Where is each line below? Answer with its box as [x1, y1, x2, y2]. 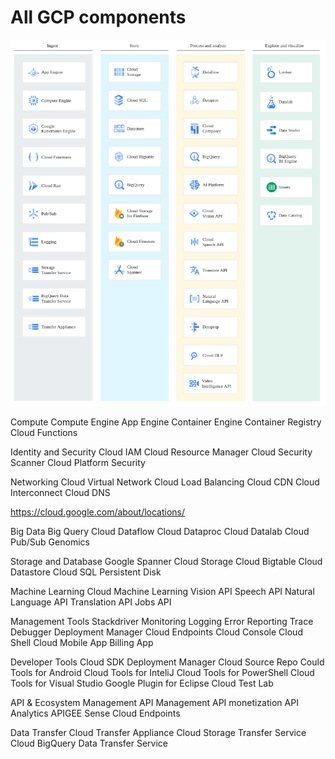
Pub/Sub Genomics [10, 536, 90, 548]
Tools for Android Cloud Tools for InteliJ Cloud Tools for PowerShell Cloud [10, 666, 315, 678]
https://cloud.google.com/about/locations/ [10, 506, 186, 518]
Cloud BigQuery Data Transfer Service [10, 737, 169, 749]
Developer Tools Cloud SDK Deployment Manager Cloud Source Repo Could [10, 656, 325, 668]
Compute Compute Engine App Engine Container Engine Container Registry [10, 416, 322, 428]
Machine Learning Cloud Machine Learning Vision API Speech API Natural [10, 585, 315, 597]
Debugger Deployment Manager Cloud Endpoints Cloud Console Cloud [10, 626, 303, 638]
